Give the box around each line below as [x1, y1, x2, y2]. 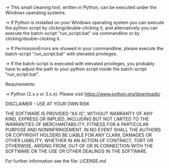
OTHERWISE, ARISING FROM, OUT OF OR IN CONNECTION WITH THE [5, 143, 153, 149]
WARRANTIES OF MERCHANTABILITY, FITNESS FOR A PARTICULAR [5, 121, 149, 127]
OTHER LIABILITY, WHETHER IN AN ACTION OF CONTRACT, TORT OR [5, 138, 153, 143]
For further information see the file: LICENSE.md [5, 158, 107, 164]
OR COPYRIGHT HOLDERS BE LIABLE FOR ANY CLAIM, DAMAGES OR [5, 132, 152, 138]
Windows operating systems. [5, 10, 66, 16]
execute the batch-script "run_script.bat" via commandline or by [5, 30, 140, 36]
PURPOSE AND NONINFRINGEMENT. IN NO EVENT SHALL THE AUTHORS [5, 127, 161, 133]
